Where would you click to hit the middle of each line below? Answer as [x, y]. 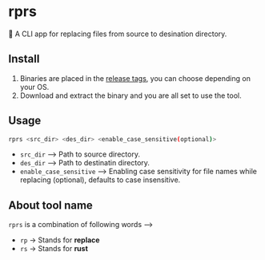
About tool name [51, 205]
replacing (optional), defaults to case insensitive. [100, 180]
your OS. [34, 87]
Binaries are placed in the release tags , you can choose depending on [135, 78]
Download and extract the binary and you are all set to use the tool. [130, 95]
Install [24, 59]
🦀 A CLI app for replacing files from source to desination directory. [118, 34]
